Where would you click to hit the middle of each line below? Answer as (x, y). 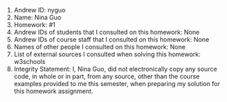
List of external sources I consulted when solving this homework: (107, 54)
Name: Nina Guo (37, 17)
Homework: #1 (34, 25)
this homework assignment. (54, 91)
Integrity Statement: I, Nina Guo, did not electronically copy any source (115, 69)
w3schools (30, 61)
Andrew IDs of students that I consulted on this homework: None (107, 32)
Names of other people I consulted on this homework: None (100, 47)
